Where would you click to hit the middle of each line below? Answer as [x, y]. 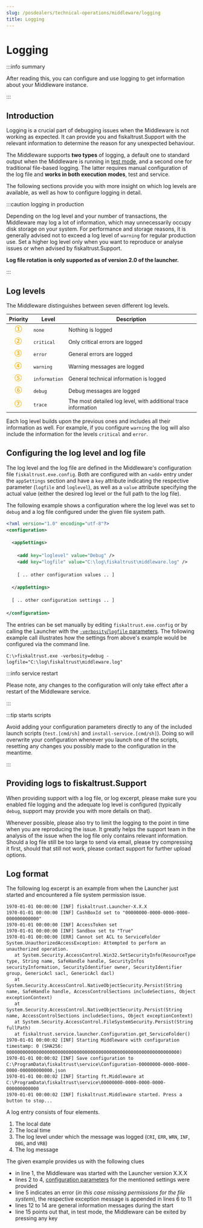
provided [26, 1186]
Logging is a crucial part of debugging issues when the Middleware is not [98, 130]
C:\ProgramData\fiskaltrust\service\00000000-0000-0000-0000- [86, 1083]
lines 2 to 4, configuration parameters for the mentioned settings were [102, 1179]
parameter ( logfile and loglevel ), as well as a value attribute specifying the [101, 487]
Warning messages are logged [106, 366]
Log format [27, 874]
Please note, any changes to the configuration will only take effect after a [97, 685]
